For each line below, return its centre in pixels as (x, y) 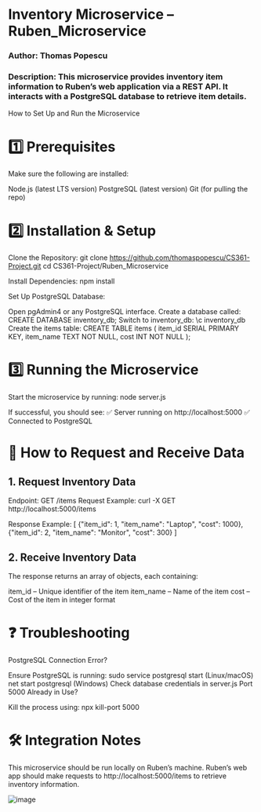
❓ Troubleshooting (69, 633)
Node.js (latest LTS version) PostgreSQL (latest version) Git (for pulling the (128, 189)
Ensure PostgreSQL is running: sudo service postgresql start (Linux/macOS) (131, 675)
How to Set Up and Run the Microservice (74, 113)
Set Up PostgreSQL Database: (57, 297)
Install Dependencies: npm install (62, 281)
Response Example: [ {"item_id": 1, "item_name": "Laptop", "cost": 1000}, (126, 525)
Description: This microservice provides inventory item (116, 77)
